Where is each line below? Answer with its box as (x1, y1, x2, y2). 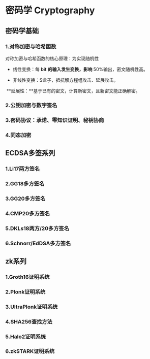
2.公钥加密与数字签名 (5, 102, 57, 109)
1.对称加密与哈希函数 (5, 43, 56, 50)
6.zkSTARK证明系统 (5, 348, 55, 355)
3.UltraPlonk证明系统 (5, 303, 58, 310)
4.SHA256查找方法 (5, 318, 52, 325)
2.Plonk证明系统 (5, 288, 46, 295)
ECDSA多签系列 (5, 149, 55, 157)
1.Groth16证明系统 (5, 273, 50, 280)
